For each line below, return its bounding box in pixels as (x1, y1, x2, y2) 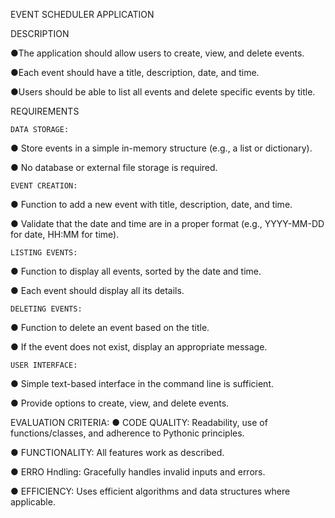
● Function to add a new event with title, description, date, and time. (10, 199, 293, 210)
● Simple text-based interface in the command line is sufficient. (10, 378, 274, 389)
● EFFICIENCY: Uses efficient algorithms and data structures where (10, 485, 291, 497)
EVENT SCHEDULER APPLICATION (10, 9, 155, 20)
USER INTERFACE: (10, 360, 78, 370)
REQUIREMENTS (10, 105, 80, 117)
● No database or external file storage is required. (10, 162, 218, 173)
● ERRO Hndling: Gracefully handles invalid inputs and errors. (10, 466, 266, 478)
